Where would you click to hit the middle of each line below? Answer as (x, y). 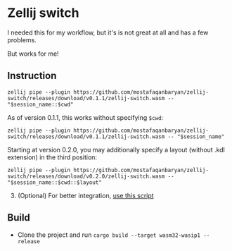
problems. (22, 39)
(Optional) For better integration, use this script (85, 195)
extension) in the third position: (52, 157)
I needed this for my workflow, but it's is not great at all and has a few (108, 32)
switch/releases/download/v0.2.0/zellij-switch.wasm (86, 176)
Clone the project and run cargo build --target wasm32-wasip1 (109, 235)
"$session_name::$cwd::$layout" (54, 182)
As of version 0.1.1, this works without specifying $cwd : (85, 117)
